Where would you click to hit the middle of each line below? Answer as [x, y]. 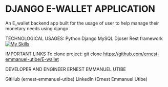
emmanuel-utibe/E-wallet [32, 59]
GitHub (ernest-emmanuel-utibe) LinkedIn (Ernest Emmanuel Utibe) [76, 79]
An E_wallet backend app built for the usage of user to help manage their [82, 23]
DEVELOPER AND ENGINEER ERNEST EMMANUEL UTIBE [66, 69]
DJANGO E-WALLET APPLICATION [80, 9]
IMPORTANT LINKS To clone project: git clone [54, 54]
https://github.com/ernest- [131, 54]
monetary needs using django [37, 28]
